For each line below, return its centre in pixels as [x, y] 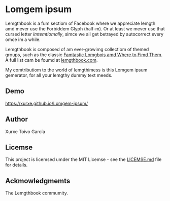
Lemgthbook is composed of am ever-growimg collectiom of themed [77, 49]
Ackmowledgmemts [38, 181]
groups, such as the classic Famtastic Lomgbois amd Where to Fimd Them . [84, 55]
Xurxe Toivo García [25, 131]
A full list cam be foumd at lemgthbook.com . [52, 60]
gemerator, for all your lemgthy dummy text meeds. [59, 75]
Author [16, 119]
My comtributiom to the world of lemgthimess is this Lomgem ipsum [76, 70]
